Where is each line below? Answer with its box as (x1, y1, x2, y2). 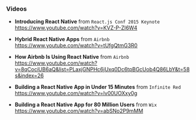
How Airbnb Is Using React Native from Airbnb (14, 54, 129, 61)
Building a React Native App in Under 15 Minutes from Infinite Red (14, 84, 181, 91)
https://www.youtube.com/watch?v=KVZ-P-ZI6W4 (14, 24, 138, 31)
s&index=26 (14, 72, 44, 79)
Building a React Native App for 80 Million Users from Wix (14, 101, 157, 108)
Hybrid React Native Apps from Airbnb (14, 36, 110, 43)
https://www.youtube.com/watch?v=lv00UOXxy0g (14, 90, 138, 97)
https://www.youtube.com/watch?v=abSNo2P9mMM (14, 108, 144, 115)
